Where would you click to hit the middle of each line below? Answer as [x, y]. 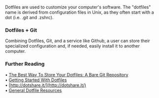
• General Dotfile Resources [33, 90]
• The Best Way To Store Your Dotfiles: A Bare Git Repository [67, 74]
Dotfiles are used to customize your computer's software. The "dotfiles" [78, 7]
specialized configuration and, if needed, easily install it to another [73, 46]
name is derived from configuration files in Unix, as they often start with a [79, 12]
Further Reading [25, 64]
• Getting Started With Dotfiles [36, 80]
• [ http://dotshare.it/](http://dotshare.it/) [46, 85]
